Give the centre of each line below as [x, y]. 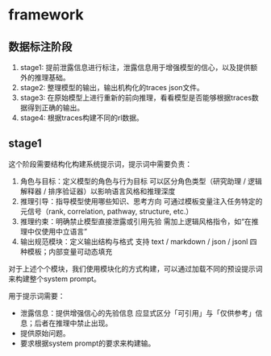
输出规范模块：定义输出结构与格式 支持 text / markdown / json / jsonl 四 [138, 241]
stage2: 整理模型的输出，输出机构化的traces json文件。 [112, 87]
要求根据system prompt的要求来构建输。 [88, 343]
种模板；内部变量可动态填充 [66, 251]
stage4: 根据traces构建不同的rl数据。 [81, 118]
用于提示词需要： [37, 296]
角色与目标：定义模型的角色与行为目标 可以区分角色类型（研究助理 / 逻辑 [141, 181]
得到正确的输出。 [56, 108]
